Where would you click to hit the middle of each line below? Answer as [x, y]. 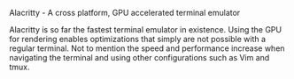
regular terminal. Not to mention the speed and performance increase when [147, 48]
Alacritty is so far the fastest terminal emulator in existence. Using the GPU [145, 29]
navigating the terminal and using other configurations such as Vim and [139, 57]
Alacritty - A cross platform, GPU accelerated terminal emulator [125, 13]
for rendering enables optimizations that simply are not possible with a [138, 39]
